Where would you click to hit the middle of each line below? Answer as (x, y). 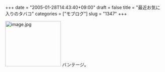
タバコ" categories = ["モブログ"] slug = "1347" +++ (73, 14)
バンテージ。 (75, 65)
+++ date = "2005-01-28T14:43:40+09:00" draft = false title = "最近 (76, 7)
